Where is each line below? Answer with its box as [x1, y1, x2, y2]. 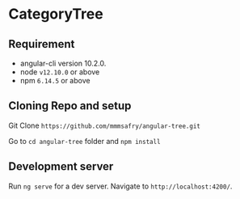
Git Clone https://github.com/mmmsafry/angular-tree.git [8, 121, 200, 130]
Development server [8, 159, 114, 174]
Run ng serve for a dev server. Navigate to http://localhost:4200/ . [8, 181, 233, 191]
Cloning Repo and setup [8, 99, 132, 113]
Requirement [8, 37, 75, 51]
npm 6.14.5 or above [19, 76, 91, 85]
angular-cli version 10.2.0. [19, 58, 107, 68]
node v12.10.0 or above [19, 67, 100, 77]
